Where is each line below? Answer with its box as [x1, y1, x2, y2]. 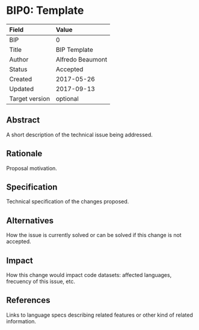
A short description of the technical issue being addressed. [6, 131, 153, 138]
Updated [9, 84, 34, 93]
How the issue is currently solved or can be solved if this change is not [6, 232, 182, 239]
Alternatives [6, 215, 54, 226]
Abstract [6, 115, 40, 125]
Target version [9, 94, 50, 103]
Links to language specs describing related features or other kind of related [6, 311, 194, 319]
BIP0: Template [6, 4, 84, 17]
